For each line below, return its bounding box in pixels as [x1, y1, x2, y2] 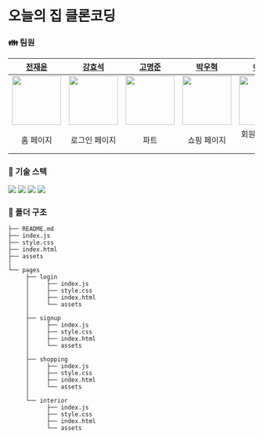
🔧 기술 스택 [8, 166, 47, 177]
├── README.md [8, 225, 55, 233]
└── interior [25, 397, 68, 405]
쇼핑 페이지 [187, 135, 226, 146]
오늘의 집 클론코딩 [8, 7, 116, 25]
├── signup [25, 315, 61, 323]
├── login [25, 273, 58, 281]
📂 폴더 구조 [8, 206, 47, 217]
